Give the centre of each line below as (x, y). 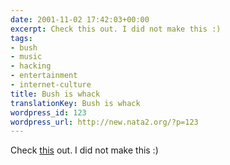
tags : (21, 38)
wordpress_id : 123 (48, 112)
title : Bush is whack (55, 94)
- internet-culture (51, 85)
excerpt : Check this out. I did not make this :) (116, 29)
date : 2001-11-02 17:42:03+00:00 (80, 19)
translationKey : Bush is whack (75, 103)
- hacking (31, 66)
